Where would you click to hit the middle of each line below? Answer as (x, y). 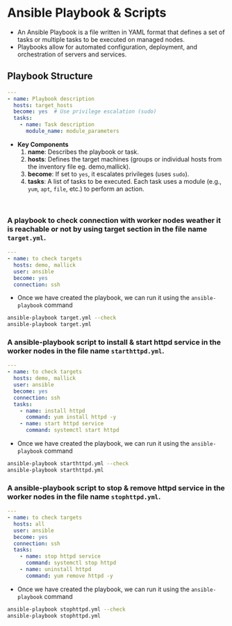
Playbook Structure (50, 76)
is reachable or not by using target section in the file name (107, 229)
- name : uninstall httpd (56, 570)
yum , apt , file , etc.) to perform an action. (86, 189)
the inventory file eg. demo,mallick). (79, 166)
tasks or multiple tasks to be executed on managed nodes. (101, 39)
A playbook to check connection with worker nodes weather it (114, 220)
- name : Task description (57, 125)
